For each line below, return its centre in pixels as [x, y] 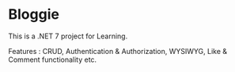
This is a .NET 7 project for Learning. [68, 36]
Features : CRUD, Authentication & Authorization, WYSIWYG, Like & [118, 51]
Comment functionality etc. [53, 59]
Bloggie [34, 14]
